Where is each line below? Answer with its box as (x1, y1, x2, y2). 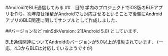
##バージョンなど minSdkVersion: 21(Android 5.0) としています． (5, 28, 142, 34)
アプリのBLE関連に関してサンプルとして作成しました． (5, 17, 120, 23)
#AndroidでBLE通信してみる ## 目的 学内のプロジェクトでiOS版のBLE (5, 5, 154, 10)
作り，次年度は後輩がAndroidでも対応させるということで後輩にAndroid (14, 11, 162, 17)
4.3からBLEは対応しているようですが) (14, 45, 93, 51)
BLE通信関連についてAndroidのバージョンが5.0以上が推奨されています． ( (5, 39, 159, 45)
